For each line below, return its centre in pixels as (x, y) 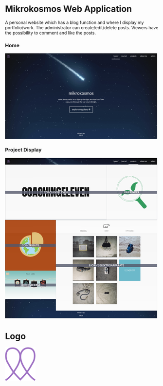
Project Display (23, 150)
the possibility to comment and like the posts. (51, 33)
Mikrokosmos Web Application (69, 9)
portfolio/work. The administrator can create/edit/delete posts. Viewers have (82, 27)
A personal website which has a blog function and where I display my (74, 22)
